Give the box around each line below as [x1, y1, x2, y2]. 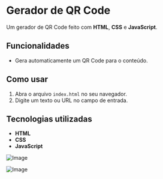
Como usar [6, 74, 49, 85]
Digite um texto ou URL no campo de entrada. [14, 97, 128, 104]
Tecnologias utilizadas [6, 114, 92, 124]
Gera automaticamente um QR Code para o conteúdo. [14, 56, 148, 64]
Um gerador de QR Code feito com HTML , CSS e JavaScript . [6, 23, 158, 31]
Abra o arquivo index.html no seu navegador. [14, 90, 127, 97]
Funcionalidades [6, 41, 70, 51]
